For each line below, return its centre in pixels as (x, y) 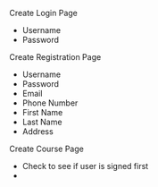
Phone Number (50, 103)
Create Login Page (44, 13)
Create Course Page (47, 149)
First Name (42, 112)
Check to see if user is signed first (85, 166)
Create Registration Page (55, 57)
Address (37, 132)
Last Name (42, 122)
